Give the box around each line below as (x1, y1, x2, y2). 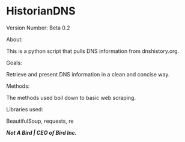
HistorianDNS (6, 4, 76, 18)
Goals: (6, 59, 22, 66)
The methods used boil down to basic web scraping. (6, 94, 136, 101)
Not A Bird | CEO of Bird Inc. (6, 129, 77, 136)
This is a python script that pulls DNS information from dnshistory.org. (6, 47, 180, 55)
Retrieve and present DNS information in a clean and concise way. (6, 70, 170, 78)
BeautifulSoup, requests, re (6, 117, 74, 125)
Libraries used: (6, 105, 43, 113)
